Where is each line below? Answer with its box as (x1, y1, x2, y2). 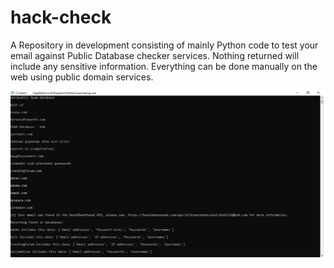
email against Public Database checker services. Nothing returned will (10, 49, 300, 61)
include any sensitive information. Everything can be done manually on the (10, 60, 318, 72)
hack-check (10, 6, 112, 29)
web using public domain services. (10, 71, 154, 83)
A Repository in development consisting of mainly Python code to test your (10, 39, 319, 51)
